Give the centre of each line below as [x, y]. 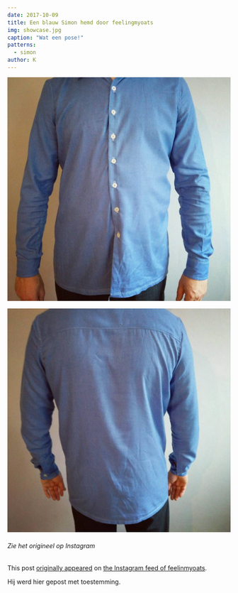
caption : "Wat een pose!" [45, 38]
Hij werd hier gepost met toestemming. [64, 582]
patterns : [22, 45]
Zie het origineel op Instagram [51, 546]
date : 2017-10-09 [33, 15]
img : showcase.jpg [34, 30]
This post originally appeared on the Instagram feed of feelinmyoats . [107, 568]
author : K [22, 60]
